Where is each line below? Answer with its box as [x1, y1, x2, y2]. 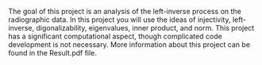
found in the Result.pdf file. [8, 49, 98, 57]
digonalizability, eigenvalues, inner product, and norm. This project [36, 23, 255, 32]
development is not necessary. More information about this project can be [8, 40, 251, 49]
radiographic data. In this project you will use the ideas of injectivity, [8, 15, 231, 24]
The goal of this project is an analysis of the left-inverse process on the [8, 7, 242, 16]
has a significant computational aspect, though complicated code [8, 31, 222, 41]
